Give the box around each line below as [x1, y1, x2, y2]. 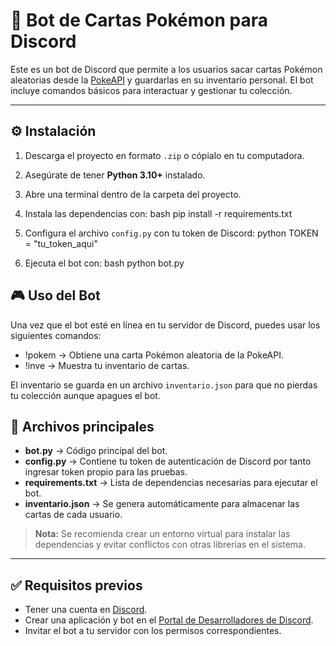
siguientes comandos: [10, 329, 102, 341]
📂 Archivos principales [10, 418, 155, 435]
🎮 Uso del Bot [10, 287, 101, 304]
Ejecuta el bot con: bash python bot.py [24, 257, 185, 269]
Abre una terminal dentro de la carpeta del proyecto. [24, 188, 242, 200]
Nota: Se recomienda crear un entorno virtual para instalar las [34, 528, 291, 540]
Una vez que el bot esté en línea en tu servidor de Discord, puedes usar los [10, 319, 321, 331]
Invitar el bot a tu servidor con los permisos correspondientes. [24, 625, 282, 637]
